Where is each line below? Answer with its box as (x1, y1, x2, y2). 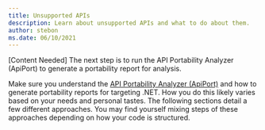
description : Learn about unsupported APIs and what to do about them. (8, 19, 250, 27)
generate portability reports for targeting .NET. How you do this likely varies (8, 88, 255, 97)
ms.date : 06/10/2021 (8, 33, 77, 42)
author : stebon (8, 26, 59, 34)
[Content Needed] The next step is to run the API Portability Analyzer (8, 55, 234, 65)
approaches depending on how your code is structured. (8, 113, 190, 123)
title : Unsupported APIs (8, 11, 90, 20)
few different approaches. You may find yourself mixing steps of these (8, 105, 239, 114)
